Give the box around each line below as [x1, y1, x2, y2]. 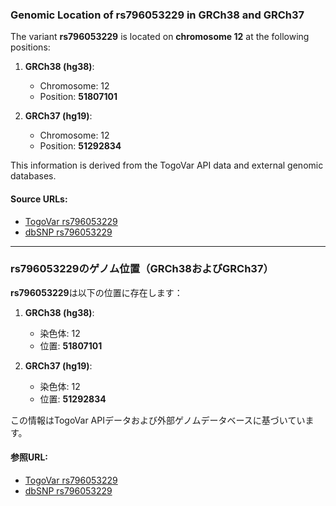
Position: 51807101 [39, 91, 118, 103]
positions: [10, 41, 51, 53]
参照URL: [10, 451, 49, 463]
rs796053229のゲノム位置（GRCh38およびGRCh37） [10, 262, 274, 276]
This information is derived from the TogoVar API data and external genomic [10, 159, 324, 172]
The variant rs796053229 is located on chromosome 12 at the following [10, 31, 310, 43]
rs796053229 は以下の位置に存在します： [10, 286, 183, 298]
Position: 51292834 [39, 140, 122, 152]
